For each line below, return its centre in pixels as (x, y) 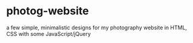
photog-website (47, 11)
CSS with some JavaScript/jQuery (49, 33)
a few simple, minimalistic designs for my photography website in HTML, (97, 27)
